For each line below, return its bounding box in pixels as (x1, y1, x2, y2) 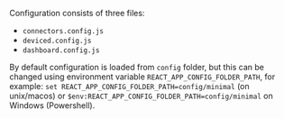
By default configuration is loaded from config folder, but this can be (9, 62, 264, 72)
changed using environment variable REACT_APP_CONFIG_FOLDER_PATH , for (9, 71, 276, 82)
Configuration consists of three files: (9, 8, 145, 18)
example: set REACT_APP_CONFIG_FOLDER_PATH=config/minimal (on (9, 81, 250, 91)
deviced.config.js (22, 36, 92, 45)
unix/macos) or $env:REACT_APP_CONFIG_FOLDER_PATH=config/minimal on (9, 90, 273, 101)
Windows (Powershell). (9, 100, 96, 111)
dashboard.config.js (22, 46, 100, 55)
